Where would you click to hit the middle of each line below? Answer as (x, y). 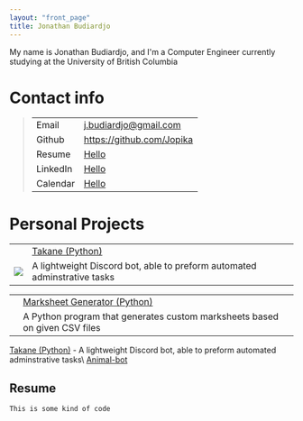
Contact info (57, 98)
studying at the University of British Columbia (94, 61)
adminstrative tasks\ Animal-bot (69, 360)
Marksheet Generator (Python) (88, 302)
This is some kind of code (60, 409)
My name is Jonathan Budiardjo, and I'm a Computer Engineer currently (142, 51)
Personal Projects (77, 224)
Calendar (55, 184)
